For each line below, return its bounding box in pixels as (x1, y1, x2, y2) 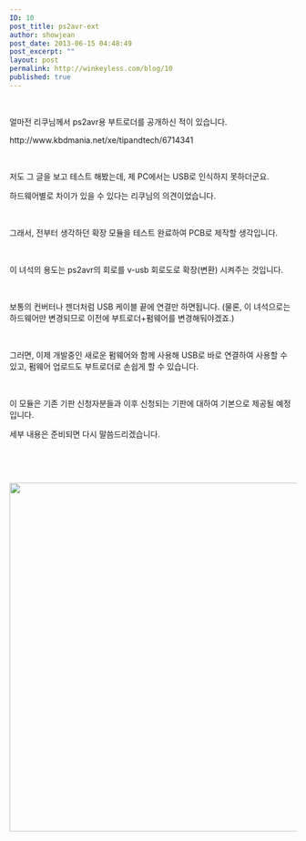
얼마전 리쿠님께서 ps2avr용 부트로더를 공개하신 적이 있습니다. (9, 116, 228, 127)
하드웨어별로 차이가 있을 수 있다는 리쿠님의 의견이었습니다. (9, 190, 217, 201)
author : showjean (9, 30, 76, 39)
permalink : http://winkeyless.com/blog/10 (9, 65, 173, 74)
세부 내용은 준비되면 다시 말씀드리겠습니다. (9, 429, 161, 440)
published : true (9, 73, 71, 82)
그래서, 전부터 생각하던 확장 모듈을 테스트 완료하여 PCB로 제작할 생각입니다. (9, 227, 279, 238)
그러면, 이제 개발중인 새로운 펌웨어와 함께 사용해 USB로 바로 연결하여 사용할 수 (9, 350, 289, 360)
